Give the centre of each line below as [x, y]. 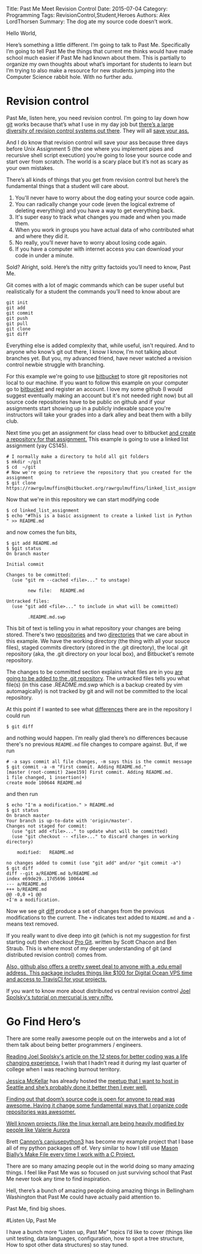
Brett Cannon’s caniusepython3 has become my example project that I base [100, 1141]
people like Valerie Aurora [38, 1130]
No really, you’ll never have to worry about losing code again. [91, 242]
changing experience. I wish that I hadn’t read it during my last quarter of [96, 1062]
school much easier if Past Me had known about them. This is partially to [96, 58]
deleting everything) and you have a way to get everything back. [95, 210]
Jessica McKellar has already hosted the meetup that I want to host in [93, 1080]
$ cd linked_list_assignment [43, 510]
